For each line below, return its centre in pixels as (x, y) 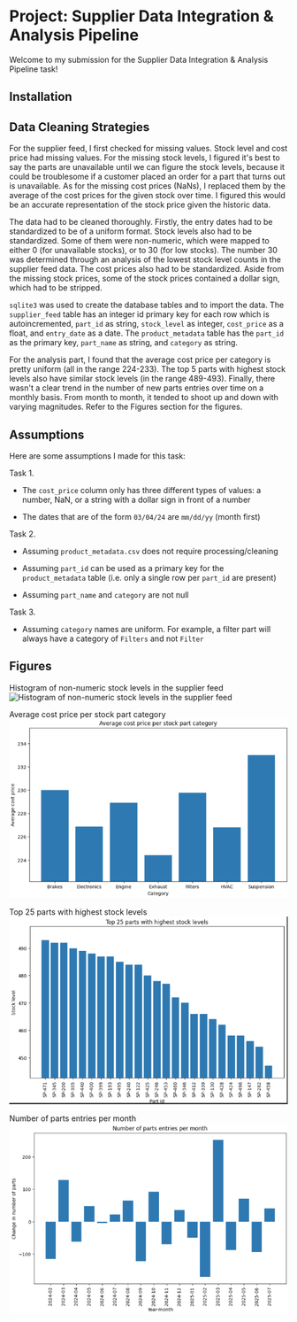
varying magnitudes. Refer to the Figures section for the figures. (126, 407)
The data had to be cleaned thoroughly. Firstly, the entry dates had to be (141, 222)
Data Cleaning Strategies (80, 127)
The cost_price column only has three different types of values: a (141, 490)
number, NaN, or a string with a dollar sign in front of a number (136, 499)
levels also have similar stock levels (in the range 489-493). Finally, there (142, 379)
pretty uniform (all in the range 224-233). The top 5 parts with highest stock (147, 369)
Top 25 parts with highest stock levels (78, 912)
